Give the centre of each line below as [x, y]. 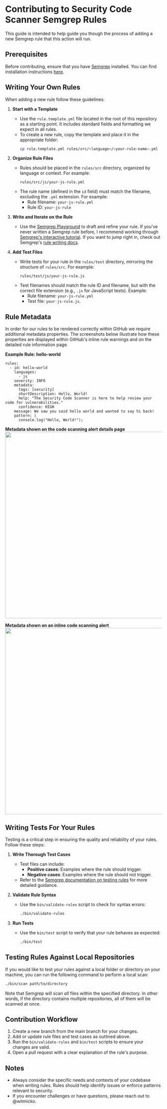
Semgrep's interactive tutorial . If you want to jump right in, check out [90, 237]
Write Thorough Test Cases [41, 854]
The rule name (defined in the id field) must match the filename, [85, 191]
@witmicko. [24, 1101]
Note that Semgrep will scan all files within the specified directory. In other [82, 993]
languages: [25, 372]
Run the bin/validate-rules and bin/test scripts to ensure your [78, 1042]
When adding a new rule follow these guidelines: [55, 99]
